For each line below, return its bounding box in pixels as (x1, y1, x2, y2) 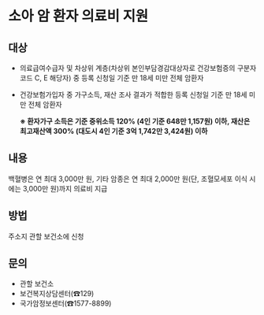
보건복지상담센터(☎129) (19, 289, 95, 298)
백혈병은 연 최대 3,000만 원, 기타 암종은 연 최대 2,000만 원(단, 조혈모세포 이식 (8, 174, 248, 183)
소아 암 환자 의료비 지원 (8, 7, 149, 25)
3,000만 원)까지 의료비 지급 (22, 183, 108, 193)
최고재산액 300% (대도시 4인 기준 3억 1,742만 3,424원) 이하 (19, 127, 208, 135)
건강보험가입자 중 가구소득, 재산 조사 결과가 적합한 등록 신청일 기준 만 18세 (19, 90, 247, 99)
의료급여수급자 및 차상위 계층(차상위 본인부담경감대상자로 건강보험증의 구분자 (19, 64, 257, 72)
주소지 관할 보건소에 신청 (8, 232, 84, 241)
